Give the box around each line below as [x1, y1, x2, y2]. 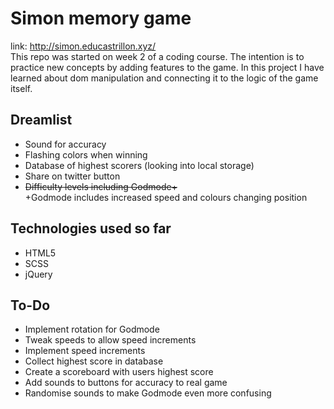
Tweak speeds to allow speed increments [24, 334, 197, 346]
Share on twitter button [24, 170, 121, 182]
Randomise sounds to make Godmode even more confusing [24, 387, 272, 399]
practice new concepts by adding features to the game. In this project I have [10, 61, 325, 73]
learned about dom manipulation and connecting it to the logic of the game [10, 72, 319, 84]
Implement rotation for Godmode [24, 323, 160, 336]
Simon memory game [10, 7, 192, 30]
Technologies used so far [10, 220, 172, 237]
